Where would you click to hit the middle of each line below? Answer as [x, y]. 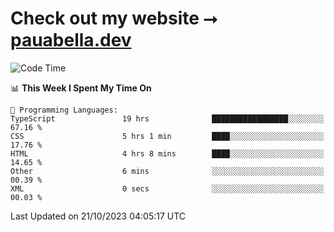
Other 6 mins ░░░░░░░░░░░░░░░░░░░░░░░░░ [167, 171]
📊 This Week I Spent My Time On [81, 88]
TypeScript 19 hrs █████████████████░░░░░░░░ [167, 118]
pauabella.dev [71, 40]
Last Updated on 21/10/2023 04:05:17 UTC [98, 216]
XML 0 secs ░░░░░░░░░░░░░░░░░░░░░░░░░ [167, 188]
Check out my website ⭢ [114, 18]
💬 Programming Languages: [64, 110]
